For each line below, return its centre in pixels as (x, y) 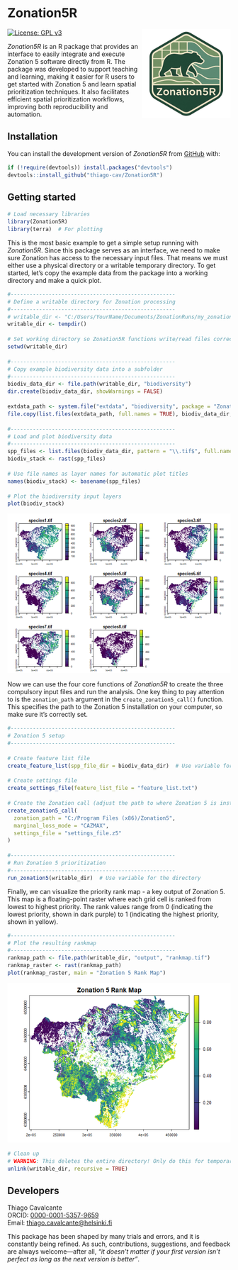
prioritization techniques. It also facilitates (68, 91)
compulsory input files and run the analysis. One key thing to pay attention (116, 692)
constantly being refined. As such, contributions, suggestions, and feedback (119, 1244)
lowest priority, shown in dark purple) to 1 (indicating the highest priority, (113, 914)
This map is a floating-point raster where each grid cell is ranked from (109, 899)
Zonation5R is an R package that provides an (73, 46)
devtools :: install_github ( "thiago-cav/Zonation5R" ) (85, 175)
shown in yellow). (33, 921)
